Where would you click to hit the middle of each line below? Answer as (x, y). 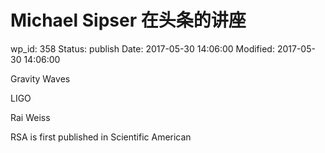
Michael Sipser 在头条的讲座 (128, 20)
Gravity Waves (40, 78)
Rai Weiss (30, 117)
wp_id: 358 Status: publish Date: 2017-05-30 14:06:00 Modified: (142, 48)
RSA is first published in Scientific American (101, 137)
